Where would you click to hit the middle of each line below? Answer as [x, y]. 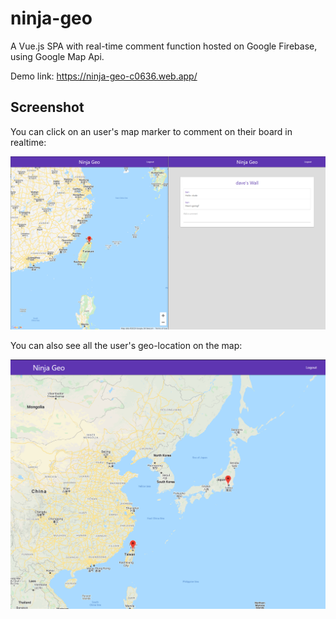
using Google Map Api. [57, 56]
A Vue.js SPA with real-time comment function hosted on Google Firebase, [164, 46]
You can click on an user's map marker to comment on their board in [151, 131]
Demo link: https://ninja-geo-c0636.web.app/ [104, 76]
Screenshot [47, 107]
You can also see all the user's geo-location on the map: [126, 345]
